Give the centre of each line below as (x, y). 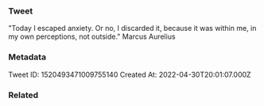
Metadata (27, 57)
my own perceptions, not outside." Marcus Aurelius (92, 36)
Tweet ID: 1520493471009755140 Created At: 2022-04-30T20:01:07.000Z (130, 74)
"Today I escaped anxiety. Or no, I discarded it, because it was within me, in (132, 28)
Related (23, 95)
